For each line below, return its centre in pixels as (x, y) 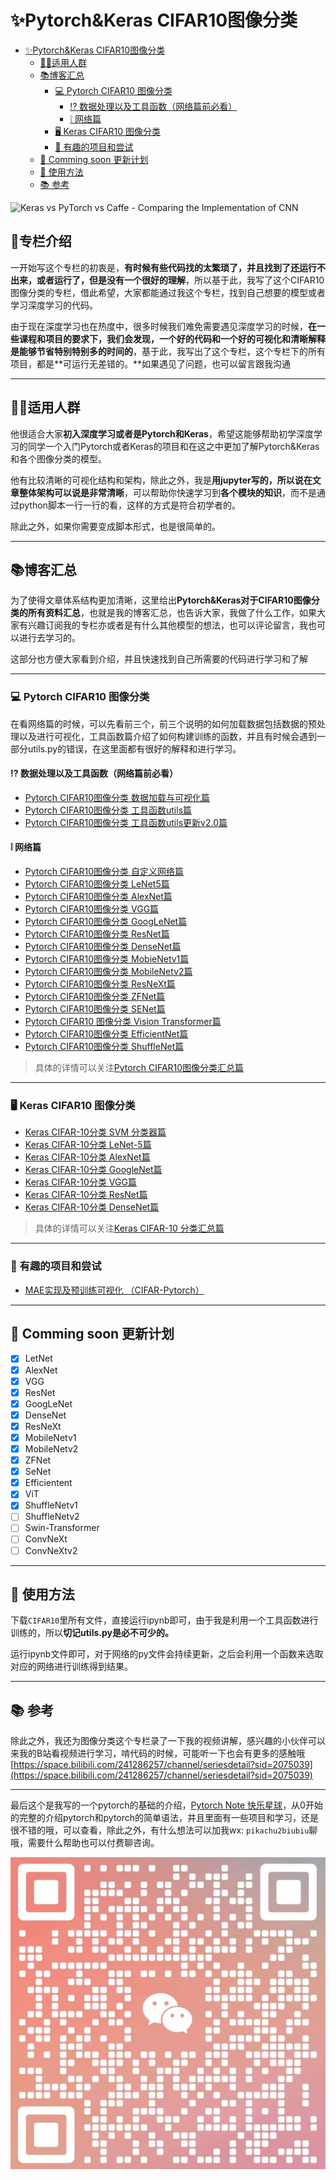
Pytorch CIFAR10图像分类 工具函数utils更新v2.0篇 (126, 822)
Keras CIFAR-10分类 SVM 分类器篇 (95, 1132)
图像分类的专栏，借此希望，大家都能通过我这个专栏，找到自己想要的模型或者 (168, 292)
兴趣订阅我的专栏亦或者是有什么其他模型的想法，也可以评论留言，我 (167, 625)
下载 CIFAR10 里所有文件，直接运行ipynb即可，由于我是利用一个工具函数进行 (164, 1620)
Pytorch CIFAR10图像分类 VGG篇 (92, 909)
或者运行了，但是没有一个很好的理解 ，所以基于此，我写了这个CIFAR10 (180, 280)
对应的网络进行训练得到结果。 (71, 1667)
